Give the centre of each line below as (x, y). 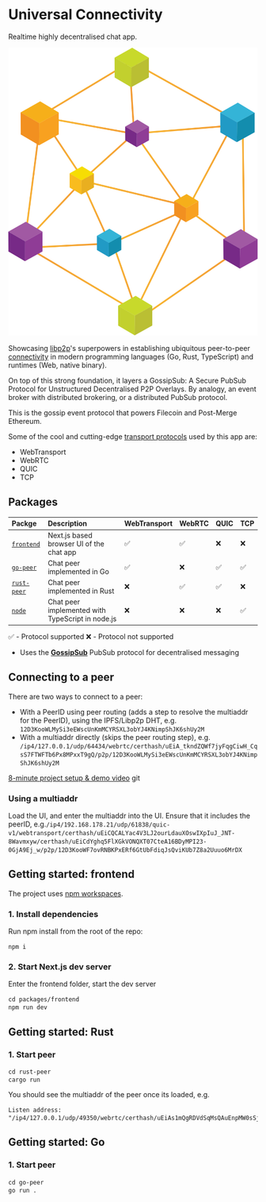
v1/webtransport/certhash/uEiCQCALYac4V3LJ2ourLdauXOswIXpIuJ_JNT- (122, 833)
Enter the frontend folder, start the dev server (82, 984)
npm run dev (28, 1007)
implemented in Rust (81, 591)
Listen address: (35, 1110)
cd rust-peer (30, 1072)
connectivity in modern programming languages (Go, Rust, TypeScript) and (131, 356)
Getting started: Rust (61, 1032)
